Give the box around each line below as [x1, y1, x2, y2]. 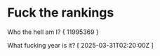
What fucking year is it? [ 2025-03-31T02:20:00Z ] [7, 41, 154, 49]
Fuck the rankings [7, 5, 114, 21]
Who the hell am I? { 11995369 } [7, 28, 100, 36]
